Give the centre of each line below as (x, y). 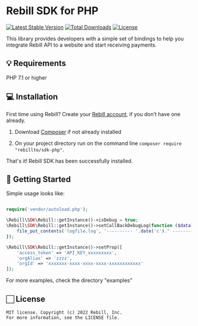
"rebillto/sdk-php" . (39, 149)
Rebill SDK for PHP (52, 11)
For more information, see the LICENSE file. (63, 317)
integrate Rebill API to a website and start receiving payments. (82, 45)
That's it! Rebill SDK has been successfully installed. (70, 161)
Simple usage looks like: (35, 193)
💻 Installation (32, 97)
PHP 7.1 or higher (27, 77)
